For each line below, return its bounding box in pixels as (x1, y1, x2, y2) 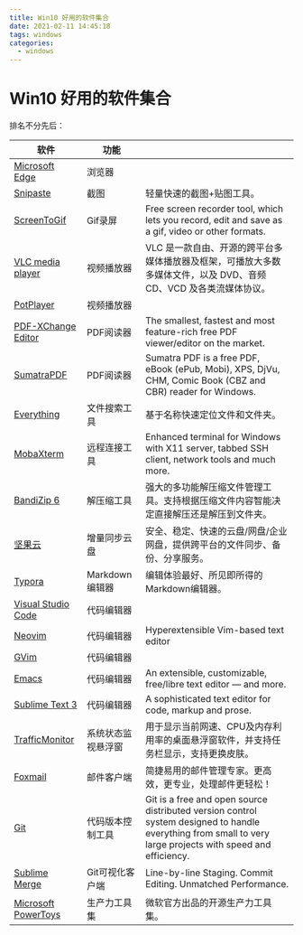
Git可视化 (87, 866, 126, 879)
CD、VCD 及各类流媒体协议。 (145, 282, 271, 295)
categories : (9, 38, 54, 48)
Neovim (14, 630, 47, 642)
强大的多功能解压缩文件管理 (145, 481, 263, 493)
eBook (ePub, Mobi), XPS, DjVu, (145, 363, 280, 376)
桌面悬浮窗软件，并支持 (172, 734, 272, 746)
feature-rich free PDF (145, 326, 238, 339)
